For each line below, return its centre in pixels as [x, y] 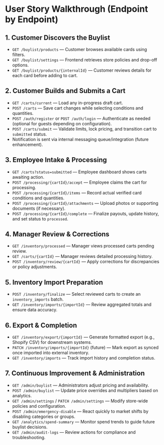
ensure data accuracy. [35, 310]
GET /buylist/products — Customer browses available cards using [80, 49]
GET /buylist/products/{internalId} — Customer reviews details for [82, 70]
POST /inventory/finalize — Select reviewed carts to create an [76, 294]
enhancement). [27, 144]
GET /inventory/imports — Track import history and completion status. [84, 358]
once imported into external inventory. [51, 353]
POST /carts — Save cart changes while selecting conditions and [78, 108]
